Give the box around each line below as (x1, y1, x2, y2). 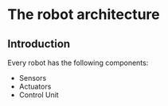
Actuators (18, 81, 52, 91)
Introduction (7, 37, 71, 51)
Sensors (18, 74, 47, 82)
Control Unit (18, 90, 59, 100)
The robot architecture (7, 6, 160, 24)
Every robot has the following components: (7, 58, 149, 67)
